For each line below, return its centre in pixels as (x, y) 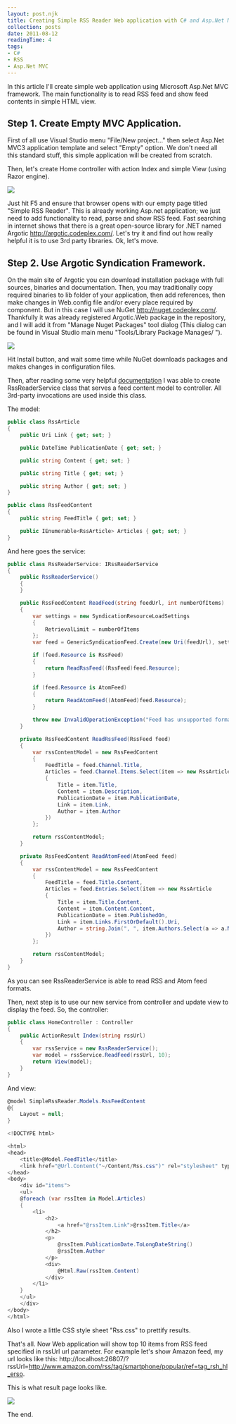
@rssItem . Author (81, 1251)
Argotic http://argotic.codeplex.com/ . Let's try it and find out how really (110, 233)
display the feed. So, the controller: (58, 1009)
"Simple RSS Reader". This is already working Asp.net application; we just (114, 211)
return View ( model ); (63, 1062)
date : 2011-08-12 (33, 33)
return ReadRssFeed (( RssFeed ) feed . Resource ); (112, 668)
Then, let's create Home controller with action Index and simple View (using (117, 169)
